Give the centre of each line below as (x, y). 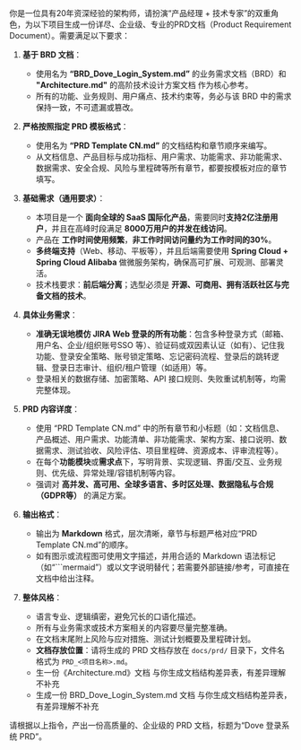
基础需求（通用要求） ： (64, 198)
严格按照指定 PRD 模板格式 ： (75, 126)
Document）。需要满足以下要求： (70, 35)
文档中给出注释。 (67, 578)
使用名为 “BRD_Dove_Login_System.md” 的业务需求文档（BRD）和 (161, 74)
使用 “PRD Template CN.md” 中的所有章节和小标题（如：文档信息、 (160, 428)
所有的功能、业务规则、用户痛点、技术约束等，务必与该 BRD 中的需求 (163, 96)
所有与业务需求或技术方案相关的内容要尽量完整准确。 (134, 628)
